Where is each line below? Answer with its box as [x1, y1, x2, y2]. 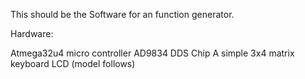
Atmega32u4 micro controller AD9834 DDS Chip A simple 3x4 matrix [10, 47, 295, 59]
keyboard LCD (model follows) [10, 58, 136, 69]
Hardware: [10, 28, 54, 39]
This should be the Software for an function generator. [10, 9, 235, 20]
